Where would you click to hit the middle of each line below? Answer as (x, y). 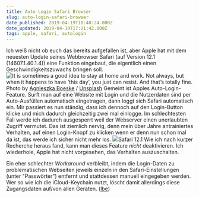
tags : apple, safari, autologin (46, 34)
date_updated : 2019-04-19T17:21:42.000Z (57, 28)
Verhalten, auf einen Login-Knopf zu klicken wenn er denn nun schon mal (96, 132)
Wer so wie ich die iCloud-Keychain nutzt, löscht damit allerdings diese (93, 183)
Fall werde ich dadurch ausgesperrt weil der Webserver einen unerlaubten (97, 120)
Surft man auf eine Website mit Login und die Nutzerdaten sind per (109, 95)
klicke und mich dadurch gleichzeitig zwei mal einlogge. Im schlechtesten (96, 114)
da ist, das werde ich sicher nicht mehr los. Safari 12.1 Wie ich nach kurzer (99, 139)
